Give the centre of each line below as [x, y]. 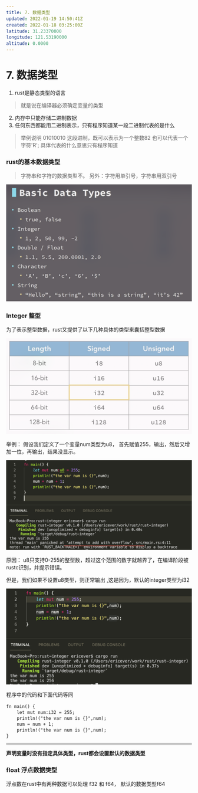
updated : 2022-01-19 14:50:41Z [44, 19]
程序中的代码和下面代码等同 [40, 694]
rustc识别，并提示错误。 [36, 567]
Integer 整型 [24, 316]
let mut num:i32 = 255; [46, 712]
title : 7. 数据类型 [28, 12]
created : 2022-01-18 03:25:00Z [44, 25]
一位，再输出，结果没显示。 [44, 451]
